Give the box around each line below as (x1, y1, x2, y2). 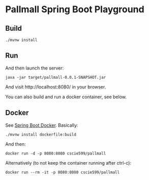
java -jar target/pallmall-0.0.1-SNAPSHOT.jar (5, 75, 106, 80)
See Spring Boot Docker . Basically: (5, 122, 78, 128)
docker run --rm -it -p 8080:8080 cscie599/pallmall (5, 170, 120, 175)
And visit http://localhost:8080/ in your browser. (5, 83, 106, 90)
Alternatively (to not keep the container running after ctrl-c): (5, 160, 132, 166)
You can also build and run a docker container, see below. (5, 94, 127, 100)
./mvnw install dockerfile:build (5, 132, 77, 137)
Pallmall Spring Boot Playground (5, 4, 144, 15)
